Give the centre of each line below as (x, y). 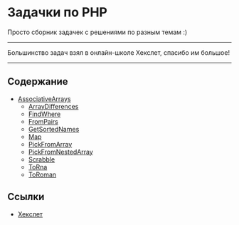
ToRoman (42, 174)
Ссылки (26, 197)
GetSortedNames (54, 129)
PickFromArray (50, 144)
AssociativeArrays (44, 99)
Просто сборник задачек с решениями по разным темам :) (97, 32)
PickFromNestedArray (61, 152)
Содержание (38, 82)
